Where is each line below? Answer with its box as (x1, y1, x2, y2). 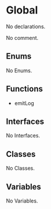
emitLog (14, 99, 35, 106)
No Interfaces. (6, 132, 41, 139)
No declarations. (6, 23, 46, 30)
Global (6, 4, 38, 17)
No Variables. (6, 197, 38, 204)
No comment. (6, 34, 39, 41)
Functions (6, 84, 43, 94)
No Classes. (6, 165, 35, 172)
